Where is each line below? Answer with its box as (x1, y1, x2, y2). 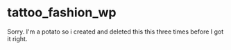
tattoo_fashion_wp (7, 5, 117, 21)
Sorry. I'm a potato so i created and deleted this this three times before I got (7, 27, 224, 36)
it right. (7, 34, 28, 42)
